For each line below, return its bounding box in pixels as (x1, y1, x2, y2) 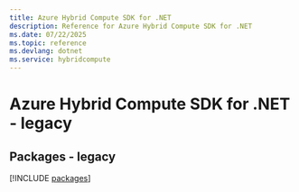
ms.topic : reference (9, 38, 88, 48)
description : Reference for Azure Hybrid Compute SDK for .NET (9, 22, 253, 31)
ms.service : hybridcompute (9, 55, 111, 64)
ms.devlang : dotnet (9, 47, 83, 56)
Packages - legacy (9, 149, 116, 164)
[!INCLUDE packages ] (9, 173, 91, 183)
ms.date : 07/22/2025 (9, 30, 88, 39)
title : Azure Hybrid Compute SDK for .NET (9, 13, 172, 23)
